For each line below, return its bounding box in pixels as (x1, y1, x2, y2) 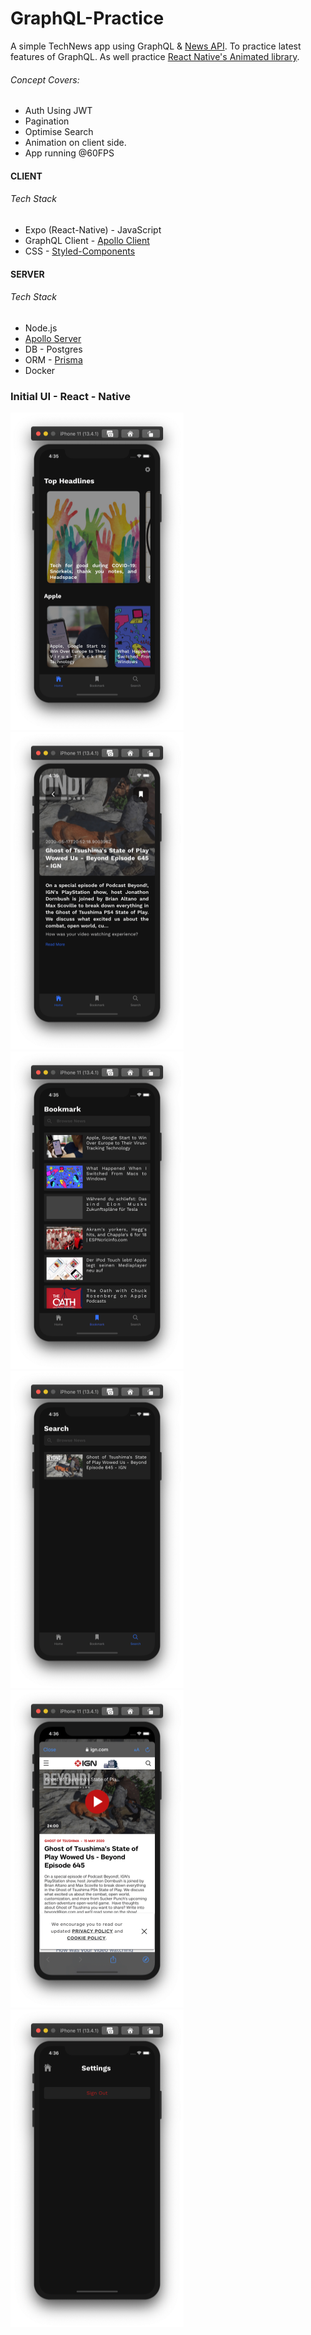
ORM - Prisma (24, 353, 83, 366)
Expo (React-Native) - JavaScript (24, 223, 162, 236)
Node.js (24, 322, 58, 334)
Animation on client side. (24, 137, 127, 149)
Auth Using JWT (24, 105, 93, 117)
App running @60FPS (24, 147, 115, 159)
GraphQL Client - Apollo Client (24, 234, 150, 246)
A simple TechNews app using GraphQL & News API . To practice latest (10, 40, 302, 52)
